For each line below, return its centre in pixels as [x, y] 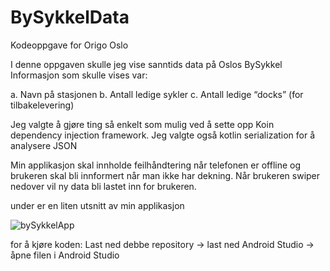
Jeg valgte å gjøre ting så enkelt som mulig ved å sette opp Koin [142, 124]
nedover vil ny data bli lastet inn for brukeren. [103, 186]
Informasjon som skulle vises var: [79, 75]
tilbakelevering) [42, 105]
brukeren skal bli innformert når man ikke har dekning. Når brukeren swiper [165, 175]
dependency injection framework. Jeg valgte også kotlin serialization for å [163, 135]
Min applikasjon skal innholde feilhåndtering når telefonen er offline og [156, 165]
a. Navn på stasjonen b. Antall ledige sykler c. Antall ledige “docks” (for [157, 94]
